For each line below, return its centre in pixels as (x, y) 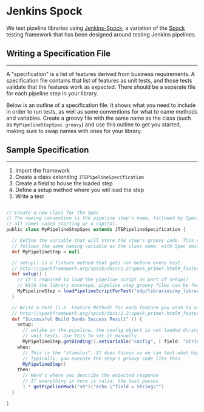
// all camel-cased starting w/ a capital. (62, 224)
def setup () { (29, 274)
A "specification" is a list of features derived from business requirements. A (101, 74)
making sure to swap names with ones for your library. (74, 131)
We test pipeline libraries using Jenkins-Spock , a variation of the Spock (96, 28)
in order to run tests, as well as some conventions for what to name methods (102, 111)
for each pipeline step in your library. (52, 93)
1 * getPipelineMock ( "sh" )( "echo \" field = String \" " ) (93, 387)
